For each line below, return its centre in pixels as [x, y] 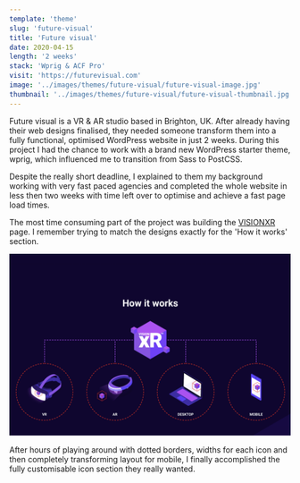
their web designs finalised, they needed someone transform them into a [143, 131]
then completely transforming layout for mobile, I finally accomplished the [145, 460]
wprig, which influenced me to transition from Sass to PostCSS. [126, 159]
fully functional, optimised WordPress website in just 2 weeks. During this [144, 140]
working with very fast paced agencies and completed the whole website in [148, 186]
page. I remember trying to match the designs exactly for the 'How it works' [149, 232]
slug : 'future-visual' [51, 28]
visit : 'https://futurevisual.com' [75, 76]
